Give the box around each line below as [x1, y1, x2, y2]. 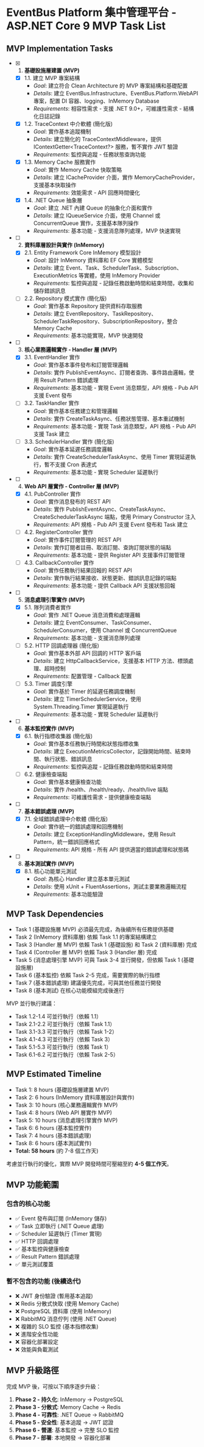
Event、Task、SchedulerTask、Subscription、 [66, 264, 183, 272]
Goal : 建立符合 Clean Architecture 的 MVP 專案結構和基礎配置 [33, 82, 188, 89]
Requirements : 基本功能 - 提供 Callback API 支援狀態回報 [33, 582, 175, 589]
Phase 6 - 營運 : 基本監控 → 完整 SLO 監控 [15, 1426, 119, 1434]
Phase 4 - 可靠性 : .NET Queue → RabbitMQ [15, 1411, 124, 1418]
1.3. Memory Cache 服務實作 [24, 158, 96, 166]
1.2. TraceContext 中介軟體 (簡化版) [24, 120, 113, 128]
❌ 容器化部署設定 [15, 1338, 59, 1345]
